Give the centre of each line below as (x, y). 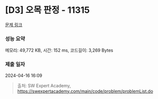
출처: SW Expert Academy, (44, 85)
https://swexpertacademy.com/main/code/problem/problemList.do (85, 91)
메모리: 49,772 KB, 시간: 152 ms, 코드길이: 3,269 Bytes (59, 50)
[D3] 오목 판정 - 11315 (47, 10)
